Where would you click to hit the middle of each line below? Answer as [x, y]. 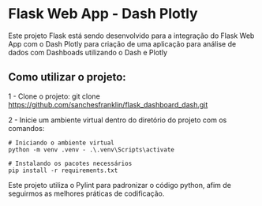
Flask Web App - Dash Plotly [103, 14]
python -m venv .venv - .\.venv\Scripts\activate [92, 150]
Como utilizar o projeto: [67, 77]
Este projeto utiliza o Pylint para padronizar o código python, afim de [120, 185]
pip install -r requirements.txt [63, 170]
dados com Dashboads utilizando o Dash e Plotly [88, 52]
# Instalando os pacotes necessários [70, 163]
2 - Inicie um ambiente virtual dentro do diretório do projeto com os [118, 120]
